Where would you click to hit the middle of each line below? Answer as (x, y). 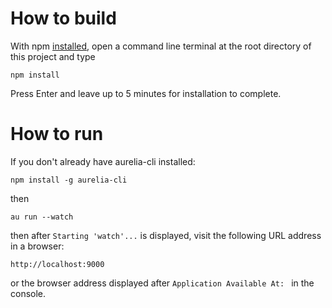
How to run (57, 134)
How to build (63, 18)
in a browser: (37, 246)
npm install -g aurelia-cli (69, 180)
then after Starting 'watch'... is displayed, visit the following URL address (166, 235)
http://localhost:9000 (57, 264)
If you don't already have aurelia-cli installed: (103, 161)
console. (28, 293)
